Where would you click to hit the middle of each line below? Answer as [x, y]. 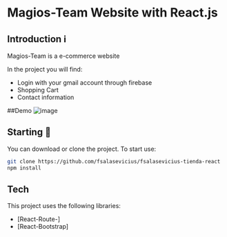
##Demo [20, 111]
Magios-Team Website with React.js [113, 13]
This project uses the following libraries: [64, 206]
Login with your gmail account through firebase [85, 83]
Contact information [46, 97]
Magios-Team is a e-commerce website [63, 56]
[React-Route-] [39, 219]
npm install [24, 168]
